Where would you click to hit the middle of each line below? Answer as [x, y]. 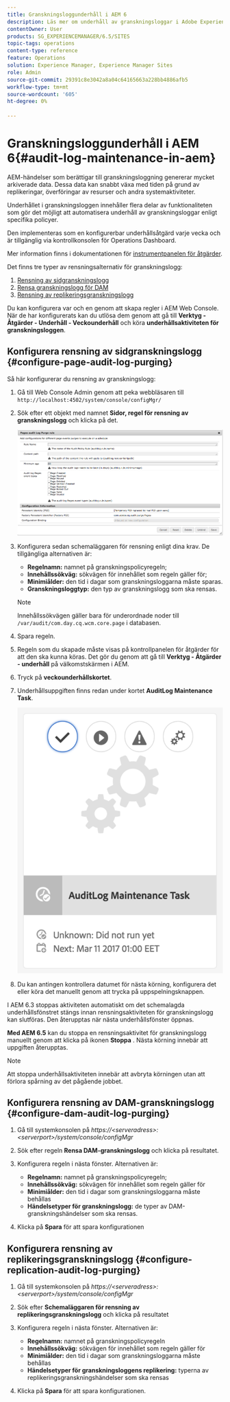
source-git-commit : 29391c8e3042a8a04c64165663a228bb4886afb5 [98, 80]
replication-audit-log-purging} [74, 1270]
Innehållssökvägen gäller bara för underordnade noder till [98, 615]
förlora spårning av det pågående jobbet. [65, 1081]
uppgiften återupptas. [38, 1047]
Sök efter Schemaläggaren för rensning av [78, 1307]
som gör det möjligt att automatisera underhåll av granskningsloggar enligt [112, 212]
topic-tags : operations [41, 44]
